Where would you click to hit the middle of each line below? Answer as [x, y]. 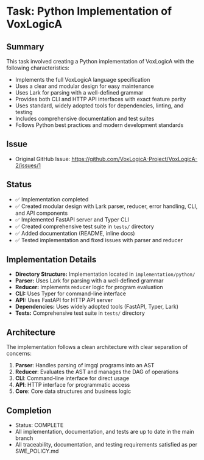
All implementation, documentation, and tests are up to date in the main [105, 432]
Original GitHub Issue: [43, 159]
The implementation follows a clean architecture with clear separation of [97, 347]
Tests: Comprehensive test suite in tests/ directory [80, 313]
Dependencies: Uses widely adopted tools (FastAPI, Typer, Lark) [97, 307]
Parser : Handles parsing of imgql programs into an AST [85, 365]
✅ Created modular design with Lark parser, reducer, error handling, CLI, [106, 206]
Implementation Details [51, 260]
